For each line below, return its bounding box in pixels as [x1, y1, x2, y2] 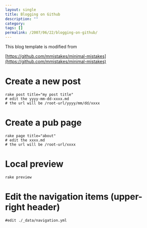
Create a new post [5, 76, 81, 87]
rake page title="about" [5, 133, 56, 138]
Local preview [5, 158, 64, 170]
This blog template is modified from [5, 44, 77, 49]
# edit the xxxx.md [5, 138, 45, 143]
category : [5, 21, 26, 26]
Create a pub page [5, 117, 82, 128]
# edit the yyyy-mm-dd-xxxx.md [5, 96, 69, 101]
